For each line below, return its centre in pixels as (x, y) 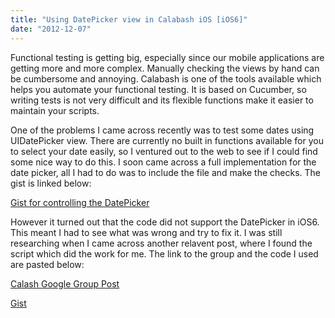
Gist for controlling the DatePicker (80, 202)
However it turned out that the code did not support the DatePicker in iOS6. (165, 222)
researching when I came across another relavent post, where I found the (161, 243)
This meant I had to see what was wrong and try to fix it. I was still (146, 232)
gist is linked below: (51, 183)
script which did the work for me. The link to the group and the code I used (164, 253)
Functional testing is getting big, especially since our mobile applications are (167, 57)
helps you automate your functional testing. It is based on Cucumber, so (158, 89)
